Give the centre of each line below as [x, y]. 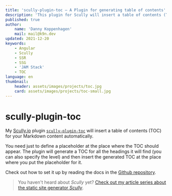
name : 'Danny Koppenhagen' [43, 29]
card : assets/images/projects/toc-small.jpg [63, 91]
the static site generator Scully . [51, 188]
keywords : [16, 44]
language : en [19, 77]
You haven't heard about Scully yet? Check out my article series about [92, 182]
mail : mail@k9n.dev [35, 34]
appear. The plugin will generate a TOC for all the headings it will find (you [83, 151]
